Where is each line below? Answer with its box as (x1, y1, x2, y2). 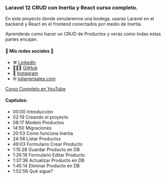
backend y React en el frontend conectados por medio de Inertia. (5, 21, 143, 27)
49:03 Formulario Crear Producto (12, 141, 83, 147)
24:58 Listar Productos (12, 135, 61, 141)
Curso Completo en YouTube (5, 85, 66, 92)
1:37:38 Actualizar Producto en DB (12, 157, 85, 163)
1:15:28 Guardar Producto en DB (12, 146, 80, 153)
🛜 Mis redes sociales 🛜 (5, 48, 54, 54)
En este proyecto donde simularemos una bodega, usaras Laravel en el (5, 16, 154, 22)
